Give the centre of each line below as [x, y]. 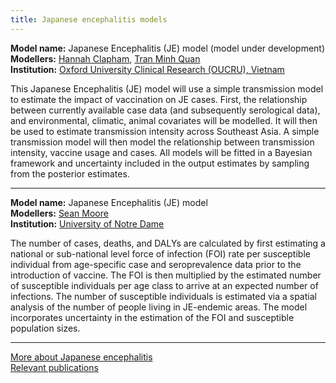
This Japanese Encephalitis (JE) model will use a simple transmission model [167, 88]
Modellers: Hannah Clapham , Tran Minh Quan [105, 58]
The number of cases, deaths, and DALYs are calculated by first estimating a [168, 243]
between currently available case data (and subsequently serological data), [165, 110]
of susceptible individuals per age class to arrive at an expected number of [164, 285]
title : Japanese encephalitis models [89, 19]
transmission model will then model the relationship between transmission [162, 142]
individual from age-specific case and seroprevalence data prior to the [156, 264]
